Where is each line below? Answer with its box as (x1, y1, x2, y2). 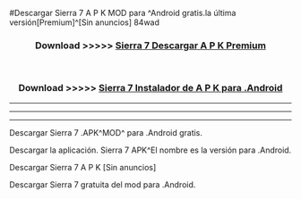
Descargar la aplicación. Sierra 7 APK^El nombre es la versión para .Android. (9, 145, 292, 155)
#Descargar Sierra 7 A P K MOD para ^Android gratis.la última (9, 8, 236, 18)
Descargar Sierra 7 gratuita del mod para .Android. (9, 178, 196, 190)
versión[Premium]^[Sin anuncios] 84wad (9, 17, 159, 28)
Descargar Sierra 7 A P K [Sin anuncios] (9, 162, 157, 172)
